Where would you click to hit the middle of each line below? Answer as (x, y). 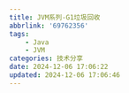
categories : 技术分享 (46, 58)
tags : (19, 34)
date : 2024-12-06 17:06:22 (59, 67)
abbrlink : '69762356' (49, 26)
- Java (37, 42)
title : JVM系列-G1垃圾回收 (55, 17)
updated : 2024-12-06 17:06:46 (65, 75)
